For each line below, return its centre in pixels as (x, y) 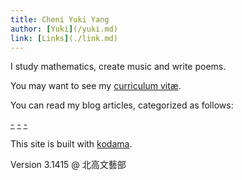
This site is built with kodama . (71, 144)
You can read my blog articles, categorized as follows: (122, 105)
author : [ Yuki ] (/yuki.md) (64, 29)
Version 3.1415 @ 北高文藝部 (68, 165)
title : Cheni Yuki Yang (60, 19)
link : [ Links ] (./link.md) (64, 38)
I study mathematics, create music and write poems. (118, 67)
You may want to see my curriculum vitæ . (96, 86)
